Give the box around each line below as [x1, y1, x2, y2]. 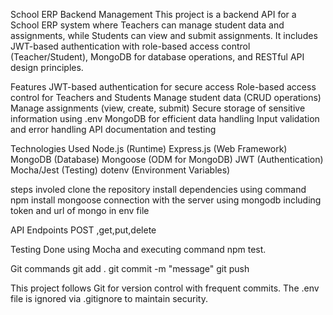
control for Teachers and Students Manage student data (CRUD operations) [10, 92, 322, 103]
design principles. [10, 62, 84, 73]
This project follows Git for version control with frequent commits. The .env [10, 282, 320, 294]
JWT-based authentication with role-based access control [10, 40, 251, 52]
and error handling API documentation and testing [10, 124, 217, 135]
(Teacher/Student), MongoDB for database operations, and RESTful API [10, 51, 305, 63]
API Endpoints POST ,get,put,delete [10, 224, 157, 236]
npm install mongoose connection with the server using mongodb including [10, 194, 322, 206]
